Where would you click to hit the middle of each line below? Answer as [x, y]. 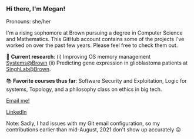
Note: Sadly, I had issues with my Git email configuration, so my [83, 123]
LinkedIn [16, 112]
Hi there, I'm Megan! [36, 9]
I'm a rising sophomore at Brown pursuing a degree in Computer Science [95, 33]
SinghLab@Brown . [29, 69]
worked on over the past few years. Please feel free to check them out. [92, 45]
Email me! [18, 101]
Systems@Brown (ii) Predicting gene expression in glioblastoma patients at [97, 63]
